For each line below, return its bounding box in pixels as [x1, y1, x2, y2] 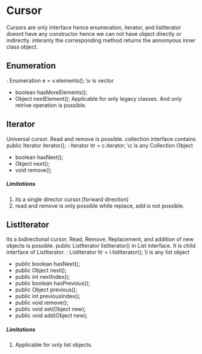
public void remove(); [15, 299, 69, 307]
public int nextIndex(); [15, 273, 70, 281]
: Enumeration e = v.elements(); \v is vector [6, 77, 114, 84]
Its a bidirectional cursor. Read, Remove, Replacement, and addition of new [6, 236, 194, 243]
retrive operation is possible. [15, 101, 87, 109]
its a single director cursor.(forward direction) [15, 196, 129, 203]
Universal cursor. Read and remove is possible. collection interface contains [6, 135, 196, 143]
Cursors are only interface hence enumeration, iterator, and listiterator [6, 24, 181, 31]
